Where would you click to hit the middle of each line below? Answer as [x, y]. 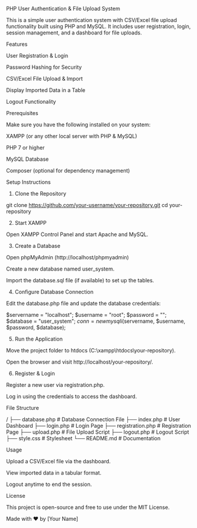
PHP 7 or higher [25, 147]
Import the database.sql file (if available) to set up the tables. [80, 280]
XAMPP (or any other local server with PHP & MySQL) [72, 136]
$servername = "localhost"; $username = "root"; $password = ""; [86, 315]
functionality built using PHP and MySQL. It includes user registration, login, [98, 26]
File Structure [23, 408]
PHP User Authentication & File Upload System [63, 9]
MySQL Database [28, 159]
